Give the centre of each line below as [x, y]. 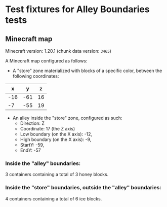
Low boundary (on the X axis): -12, [56, 134]
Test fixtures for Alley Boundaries [78, 9]
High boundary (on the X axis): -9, [56, 140]
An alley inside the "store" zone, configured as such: [67, 118]
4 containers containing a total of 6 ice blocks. [54, 198]
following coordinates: [36, 76]
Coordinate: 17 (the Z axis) [48, 129]
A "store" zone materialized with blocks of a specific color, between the [87, 71]
